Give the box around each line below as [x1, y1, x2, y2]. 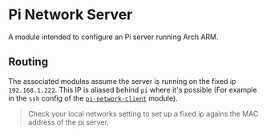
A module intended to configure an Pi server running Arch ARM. [8, 32, 219, 42]
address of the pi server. [27, 117, 110, 127]
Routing [8, 55, 49, 69]
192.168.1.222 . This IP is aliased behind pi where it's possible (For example [8, 85, 258, 94]
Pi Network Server [8, 6, 133, 24]
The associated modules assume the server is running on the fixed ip [8, 76, 236, 85]
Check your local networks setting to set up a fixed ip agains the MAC [27, 109, 259, 118]
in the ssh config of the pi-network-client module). [8, 93, 178, 103]
